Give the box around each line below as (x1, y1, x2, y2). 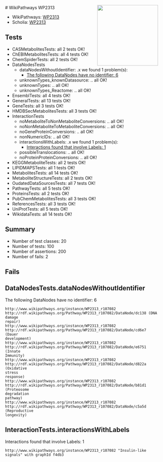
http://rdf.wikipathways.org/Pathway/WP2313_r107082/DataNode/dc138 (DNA (5, 311, 158, 315)
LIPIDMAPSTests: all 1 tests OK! (12, 165, 75, 170)
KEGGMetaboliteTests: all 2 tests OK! (12, 160, 86, 165)
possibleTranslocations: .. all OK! (19, 149, 85, 155)
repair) (5, 319, 21, 324)
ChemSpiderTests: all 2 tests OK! (12, 56, 78, 62)
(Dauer (5, 332, 18, 337)
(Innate (5, 349, 21, 354)
